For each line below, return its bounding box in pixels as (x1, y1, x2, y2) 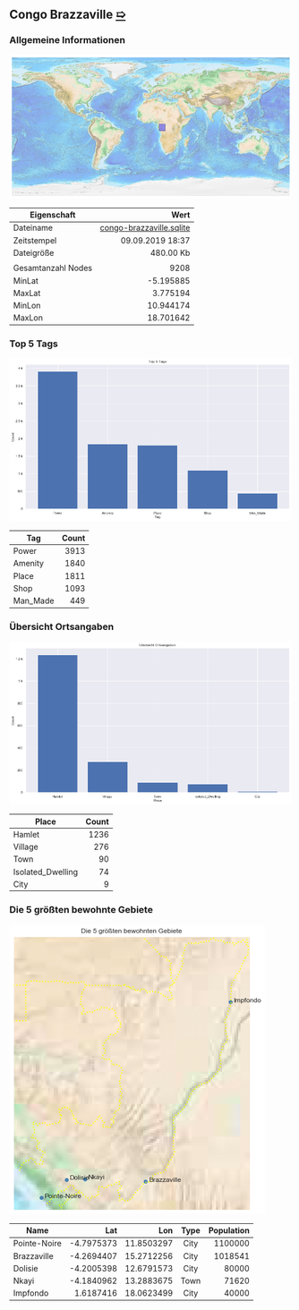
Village (13, 841, 38, 853)
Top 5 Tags (9, 337, 58, 350)
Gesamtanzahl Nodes (13, 263, 92, 274)
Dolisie (13, 1263, 38, 1273)
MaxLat (13, 287, 41, 298)
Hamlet (13, 829, 40, 839)
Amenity (13, 558, 45, 569)
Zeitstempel (13, 234, 57, 245)
